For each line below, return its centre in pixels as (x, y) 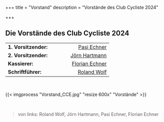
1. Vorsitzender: (28, 47)
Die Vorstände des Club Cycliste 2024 (67, 33)
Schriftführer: (25, 72)
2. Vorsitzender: (28, 55)
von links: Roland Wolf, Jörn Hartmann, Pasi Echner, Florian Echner (88, 114)
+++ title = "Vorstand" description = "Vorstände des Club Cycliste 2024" (82, 7)
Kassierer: (21, 63)
